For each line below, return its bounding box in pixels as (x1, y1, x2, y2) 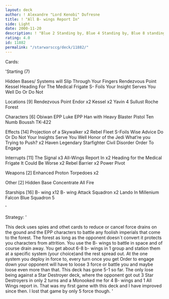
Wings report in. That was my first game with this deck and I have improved (5, 282, 162, 288)
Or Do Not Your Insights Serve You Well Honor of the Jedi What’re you (5, 134, 151, 140)
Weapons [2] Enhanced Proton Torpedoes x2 (5, 170, 99, 176)
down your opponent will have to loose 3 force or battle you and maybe (5, 261, 153, 267)
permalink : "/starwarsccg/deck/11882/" (5, 45, 89, 50)
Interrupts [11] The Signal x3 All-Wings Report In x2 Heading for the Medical (5, 155, 162, 161)
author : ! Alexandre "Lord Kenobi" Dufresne (5, 12, 100, 17)
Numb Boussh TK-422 (5, 119, 51, 125)
